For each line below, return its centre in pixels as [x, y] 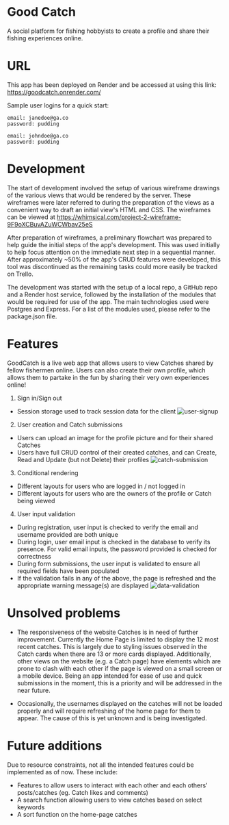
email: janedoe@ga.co [38, 118]
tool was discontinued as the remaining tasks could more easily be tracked [112, 266]
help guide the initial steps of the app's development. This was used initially [113, 244]
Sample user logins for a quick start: [58, 105]
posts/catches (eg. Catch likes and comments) [83, 792]
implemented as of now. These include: [63, 772]
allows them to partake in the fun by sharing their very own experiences [108, 377]
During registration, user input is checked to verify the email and [107, 527]
